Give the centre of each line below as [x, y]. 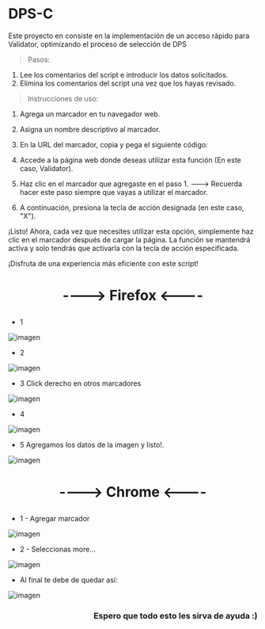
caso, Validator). [46, 168]
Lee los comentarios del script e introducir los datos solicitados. [124, 74]
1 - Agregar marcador [55, 519]
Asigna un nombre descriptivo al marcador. [90, 129]
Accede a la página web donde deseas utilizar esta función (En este [130, 160]
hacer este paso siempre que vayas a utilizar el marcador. [114, 192]
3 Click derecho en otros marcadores [80, 383]
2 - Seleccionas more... [58, 549]
